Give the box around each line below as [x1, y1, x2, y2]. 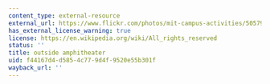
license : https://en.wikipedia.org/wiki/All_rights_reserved [8, 34, 218, 42]
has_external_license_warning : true [8, 26, 131, 34]
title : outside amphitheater [8, 49, 106, 57]
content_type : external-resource [8, 11, 121, 20]
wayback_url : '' [8, 64, 63, 72]
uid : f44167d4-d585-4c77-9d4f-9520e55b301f [8, 57, 157, 65]
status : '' [8, 42, 45, 50]
